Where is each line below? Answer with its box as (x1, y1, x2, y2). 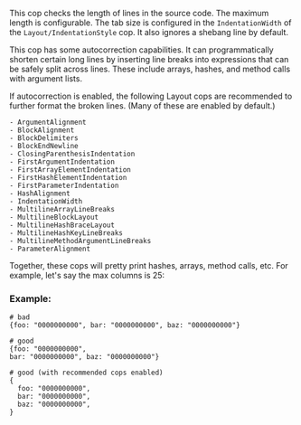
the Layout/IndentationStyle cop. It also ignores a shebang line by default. (9, 27, 289, 37)
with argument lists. (9, 73, 83, 84)
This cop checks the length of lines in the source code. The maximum (9, 8, 269, 18)
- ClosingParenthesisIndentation (9, 149, 136, 158)
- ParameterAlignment (9, 244, 91, 253)
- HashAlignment (9, 189, 71, 198)
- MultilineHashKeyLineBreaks (9, 229, 124, 238)
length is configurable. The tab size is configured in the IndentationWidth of (9, 17, 292, 28)
